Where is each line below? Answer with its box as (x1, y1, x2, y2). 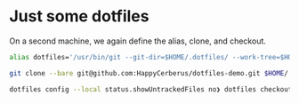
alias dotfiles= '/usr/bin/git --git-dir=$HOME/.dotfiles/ (9, 52, 229, 61)
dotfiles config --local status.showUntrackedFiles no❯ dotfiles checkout (9, 84, 293, 94)
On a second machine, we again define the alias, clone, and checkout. (9, 36, 267, 46)
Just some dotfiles (9, 6, 149, 27)
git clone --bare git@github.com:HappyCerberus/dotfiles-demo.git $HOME (9, 68, 285, 77)
